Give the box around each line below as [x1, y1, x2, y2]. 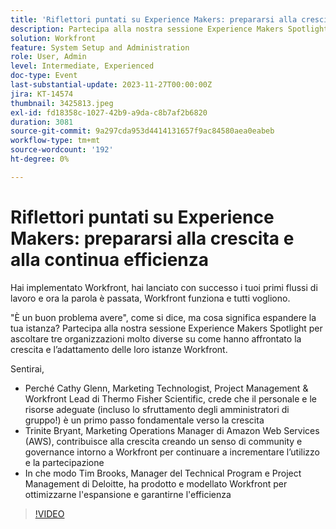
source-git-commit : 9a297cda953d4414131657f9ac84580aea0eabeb [10, 126, 275, 136]
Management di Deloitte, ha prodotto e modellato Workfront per [24, 477, 288, 490]
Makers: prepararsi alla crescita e [10, 227, 295, 250]
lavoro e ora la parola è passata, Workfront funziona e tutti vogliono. [10, 292, 291, 304]
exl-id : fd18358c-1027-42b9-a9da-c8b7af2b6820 [10, 107, 208, 118]
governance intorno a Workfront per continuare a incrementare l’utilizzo [24, 446, 320, 458]
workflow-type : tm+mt [10, 136, 101, 146]
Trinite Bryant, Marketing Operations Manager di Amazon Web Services [24, 424, 320, 436]
